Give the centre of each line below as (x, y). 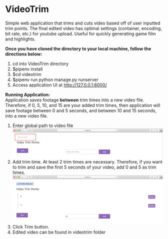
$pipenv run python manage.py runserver (55, 79)
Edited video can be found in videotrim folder (59, 232)
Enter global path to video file (43, 125)
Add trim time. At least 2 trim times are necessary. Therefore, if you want (87, 161)
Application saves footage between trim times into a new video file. (75, 100)
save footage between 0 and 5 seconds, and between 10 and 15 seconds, (81, 110)
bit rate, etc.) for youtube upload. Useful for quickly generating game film (80, 33)
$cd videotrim (27, 74)
